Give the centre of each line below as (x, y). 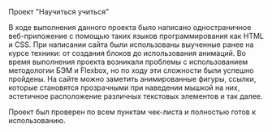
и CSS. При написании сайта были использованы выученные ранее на (131, 45)
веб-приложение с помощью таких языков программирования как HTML (136, 36)
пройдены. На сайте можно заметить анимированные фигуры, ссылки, (132, 79)
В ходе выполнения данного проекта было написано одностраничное (130, 27)
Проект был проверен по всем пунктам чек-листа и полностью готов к (132, 112)
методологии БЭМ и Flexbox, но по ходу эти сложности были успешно (131, 70)
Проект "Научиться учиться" (59, 12)
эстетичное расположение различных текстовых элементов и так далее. (136, 96)
